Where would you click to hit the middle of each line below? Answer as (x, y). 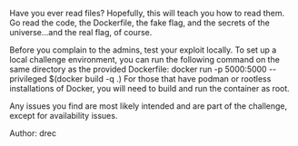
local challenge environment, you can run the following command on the (144, 59)
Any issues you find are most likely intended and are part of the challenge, (149, 106)
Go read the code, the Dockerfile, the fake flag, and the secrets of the (140, 23)
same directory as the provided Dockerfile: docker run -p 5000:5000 (138, 69)
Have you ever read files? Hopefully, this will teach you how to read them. (147, 13)
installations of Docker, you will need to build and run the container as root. (150, 88)
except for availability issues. (64, 116)
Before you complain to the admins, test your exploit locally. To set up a (143, 50)
